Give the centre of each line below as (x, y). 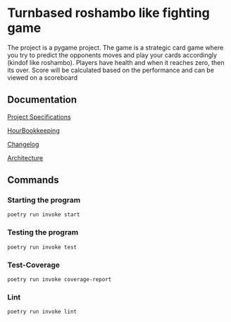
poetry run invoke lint (42, 312)
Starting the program (44, 201)
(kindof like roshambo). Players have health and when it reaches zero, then (116, 62)
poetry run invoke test (42, 247)
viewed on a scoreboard (43, 77)
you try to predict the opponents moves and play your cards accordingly (112, 55)
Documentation (42, 100)
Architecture (25, 157)
